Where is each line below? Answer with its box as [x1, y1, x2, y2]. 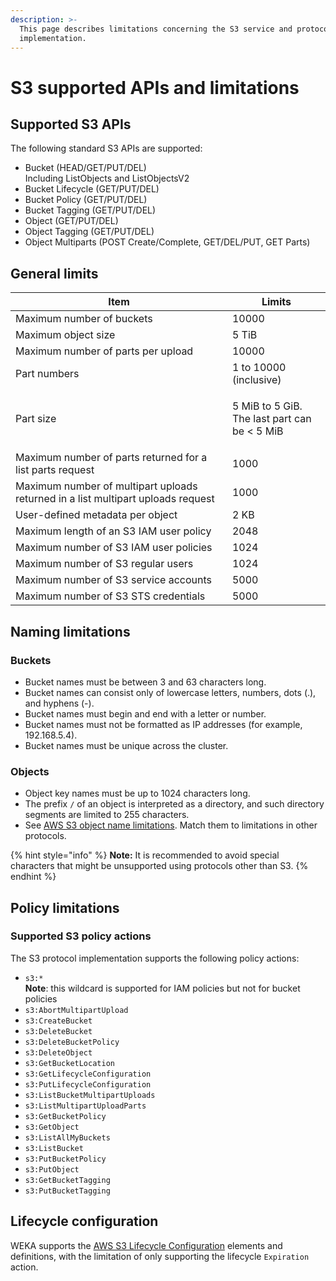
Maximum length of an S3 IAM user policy [15, 524, 212, 538]
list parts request [15, 463, 95, 477]
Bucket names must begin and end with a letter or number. [24, 707, 267, 720]
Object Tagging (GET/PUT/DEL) [24, 226, 155, 238]
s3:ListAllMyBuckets [24, 1132, 111, 1143]
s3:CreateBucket [24, 1016, 93, 1026]
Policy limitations [10, 899, 120, 916]
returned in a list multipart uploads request [15, 492, 215, 506]
